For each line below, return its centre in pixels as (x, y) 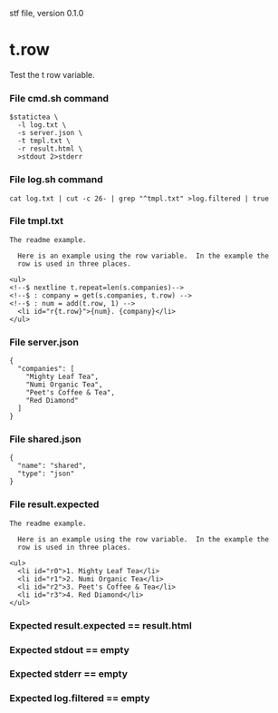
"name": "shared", (53, 466)
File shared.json (45, 439)
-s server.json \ (50, 133)
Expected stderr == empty (69, 674)
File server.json (44, 342)
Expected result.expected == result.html (101, 625)
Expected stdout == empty (69, 650)
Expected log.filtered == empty (80, 698)
